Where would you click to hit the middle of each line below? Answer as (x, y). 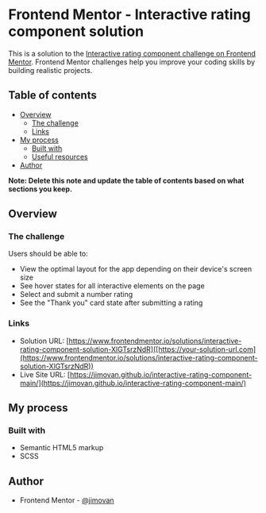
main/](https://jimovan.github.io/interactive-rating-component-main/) (133, 383)
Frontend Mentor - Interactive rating (130, 15)
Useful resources (60, 156)
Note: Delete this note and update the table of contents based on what (126, 180)
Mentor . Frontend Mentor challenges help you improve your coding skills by (132, 62)
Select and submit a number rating (76, 295)
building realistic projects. (50, 70)
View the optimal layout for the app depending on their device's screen (136, 269)
